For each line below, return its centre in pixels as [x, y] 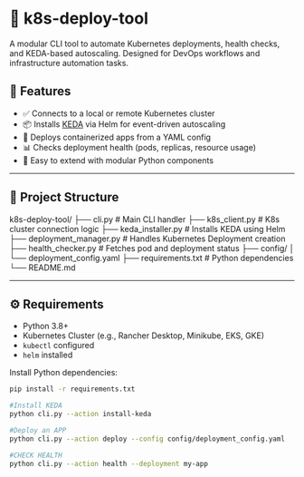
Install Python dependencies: [63, 373]
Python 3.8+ [46, 326]
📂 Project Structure [64, 197]
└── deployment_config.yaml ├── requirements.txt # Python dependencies [152, 258]
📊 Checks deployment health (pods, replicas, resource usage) [139, 147]
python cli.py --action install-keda [81, 414]
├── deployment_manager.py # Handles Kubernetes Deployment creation [147, 238]
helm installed [47, 355]
